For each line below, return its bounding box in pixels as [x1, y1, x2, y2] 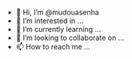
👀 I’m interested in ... [15, 16, 84, 26]
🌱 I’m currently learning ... [15, 25, 102, 33]
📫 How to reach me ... [15, 42, 90, 51]
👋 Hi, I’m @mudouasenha [15, 8, 100, 17]
